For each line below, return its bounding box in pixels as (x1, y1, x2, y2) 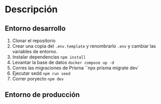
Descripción (5, 4, 58, 15)
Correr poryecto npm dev (12, 76, 64, 81)
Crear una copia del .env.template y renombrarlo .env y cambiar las (12, 43, 156, 49)
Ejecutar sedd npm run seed (12, 70, 71, 76)
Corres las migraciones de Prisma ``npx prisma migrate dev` (12, 65, 139, 71)
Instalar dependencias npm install (12, 54, 86, 60)
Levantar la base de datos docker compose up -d (12, 59, 114, 65)
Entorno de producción (5, 91, 80, 99)
